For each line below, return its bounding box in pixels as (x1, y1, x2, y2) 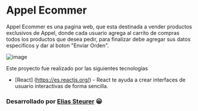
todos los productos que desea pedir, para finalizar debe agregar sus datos (6, 35, 191, 43)
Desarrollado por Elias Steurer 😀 (6, 97, 103, 105)
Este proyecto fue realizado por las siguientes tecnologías (6, 64, 149, 71)
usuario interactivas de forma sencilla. (14, 82, 109, 89)
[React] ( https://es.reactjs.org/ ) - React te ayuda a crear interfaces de (14, 76, 186, 83)
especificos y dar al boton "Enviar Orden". (6, 42, 109, 49)
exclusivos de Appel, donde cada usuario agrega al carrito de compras (6, 29, 180, 36)
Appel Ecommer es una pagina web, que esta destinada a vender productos (6, 23, 192, 30)
